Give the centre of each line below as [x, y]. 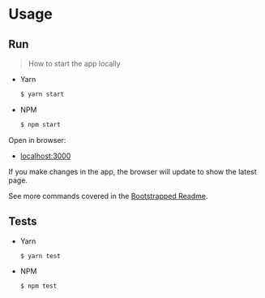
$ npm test [38, 286]
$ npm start [40, 124]
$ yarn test [40, 256]
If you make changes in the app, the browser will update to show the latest [132, 171]
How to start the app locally [74, 63]
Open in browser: [37, 140]
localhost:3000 [45, 156]
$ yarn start [42, 94]
